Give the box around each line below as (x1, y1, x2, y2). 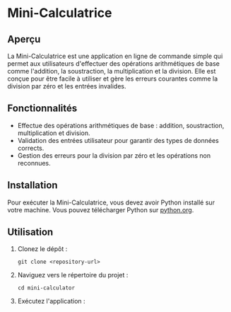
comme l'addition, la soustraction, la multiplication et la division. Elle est (7, 67, 216, 75)
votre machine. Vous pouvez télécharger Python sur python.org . (7, 205, 194, 214)
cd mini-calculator (17, 284, 76, 291)
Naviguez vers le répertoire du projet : (17, 271, 129, 279)
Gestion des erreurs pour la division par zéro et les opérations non (17, 151, 211, 160)
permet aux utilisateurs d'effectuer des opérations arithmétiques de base (7, 59, 220, 68)
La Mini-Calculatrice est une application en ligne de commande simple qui (7, 52, 223, 60)
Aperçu (7, 33, 41, 45)
